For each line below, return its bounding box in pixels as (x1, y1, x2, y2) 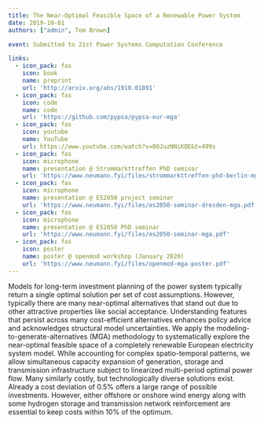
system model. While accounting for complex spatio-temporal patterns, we (8, 348, 251, 358)
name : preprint (22, 76, 72, 84)
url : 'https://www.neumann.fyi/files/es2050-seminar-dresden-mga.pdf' (22, 201, 258, 209)
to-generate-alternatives (8, 332, 88, 341)
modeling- (216, 323, 250, 333)
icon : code (22, 99, 58, 106)
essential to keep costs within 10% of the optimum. (8, 407, 173, 416)
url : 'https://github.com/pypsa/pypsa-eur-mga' (22, 113, 181, 121)
